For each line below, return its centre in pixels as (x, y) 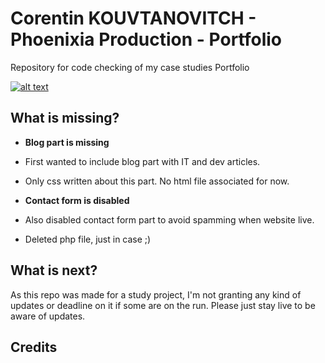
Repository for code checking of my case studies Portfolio (130, 67)
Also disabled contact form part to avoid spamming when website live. (169, 219)
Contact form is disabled (77, 200)
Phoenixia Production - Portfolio (146, 39)
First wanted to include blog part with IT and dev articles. (142, 161)
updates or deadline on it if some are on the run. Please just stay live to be (163, 305)
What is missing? (65, 118)
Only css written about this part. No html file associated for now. (157, 181)
